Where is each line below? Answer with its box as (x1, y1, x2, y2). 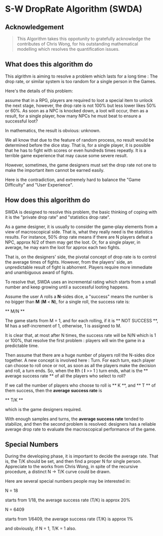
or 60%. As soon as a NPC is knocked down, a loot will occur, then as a (5, 107, 148, 113)
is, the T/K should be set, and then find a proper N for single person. (5, 458, 142, 464)
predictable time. (5, 343, 39, 349)
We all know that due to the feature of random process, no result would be (5, 137, 154, 143)
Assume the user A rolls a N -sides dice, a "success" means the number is (5, 293, 153, 299)
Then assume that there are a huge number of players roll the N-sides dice (5, 352, 155, 358)
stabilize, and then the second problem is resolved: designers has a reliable (5, 421, 157, 427)
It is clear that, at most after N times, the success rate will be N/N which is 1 (5, 332, 157, 338)
